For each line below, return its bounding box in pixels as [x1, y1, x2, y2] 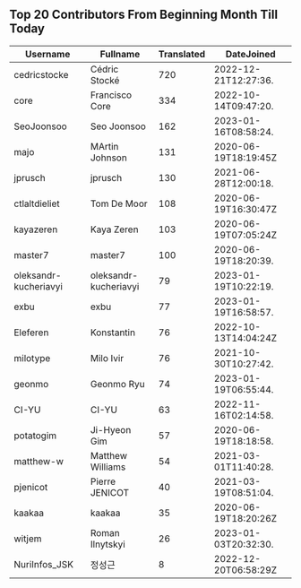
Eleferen [13, 326, 49, 339]
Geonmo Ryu [90, 377, 145, 390]
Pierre [90, 475, 116, 488]
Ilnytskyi [90, 538, 125, 550]
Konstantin [90, 326, 136, 339]
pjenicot [13, 480, 48, 493]
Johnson [90, 151, 127, 164]
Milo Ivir [90, 351, 125, 364]
